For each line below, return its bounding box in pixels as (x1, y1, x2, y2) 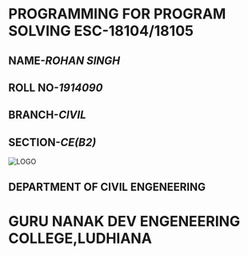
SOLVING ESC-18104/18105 (8, 22, 194, 40)
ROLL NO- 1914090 (8, 81, 103, 95)
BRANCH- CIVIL (8, 108, 86, 122)
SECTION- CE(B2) (8, 136, 97, 149)
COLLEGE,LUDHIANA (8, 229, 152, 247)
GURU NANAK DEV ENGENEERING (8, 212, 241, 230)
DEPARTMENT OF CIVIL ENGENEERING (8, 180, 206, 193)
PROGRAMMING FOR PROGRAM (8, 5, 226, 23)
